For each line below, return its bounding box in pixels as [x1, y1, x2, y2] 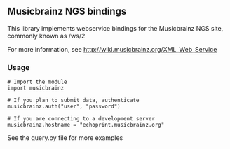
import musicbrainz [7, 85, 65, 92]
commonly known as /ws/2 [7, 31, 86, 40]
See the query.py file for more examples [7, 134, 123, 142]
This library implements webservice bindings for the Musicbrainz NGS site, [7, 24, 224, 32]
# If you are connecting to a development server [7, 115, 156, 122]
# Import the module [7, 78, 68, 86]
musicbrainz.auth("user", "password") [7, 103, 121, 111]
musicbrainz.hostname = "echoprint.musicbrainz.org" [7, 122, 165, 129]
